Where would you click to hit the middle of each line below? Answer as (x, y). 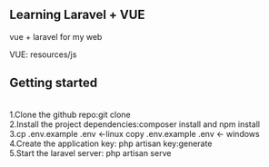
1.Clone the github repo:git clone (70, 114)
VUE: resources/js (43, 54)
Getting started (54, 83)
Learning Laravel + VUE (77, 15)
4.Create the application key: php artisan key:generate (111, 143)
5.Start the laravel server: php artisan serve (90, 152)
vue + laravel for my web (56, 36)
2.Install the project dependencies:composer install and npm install (135, 124)
